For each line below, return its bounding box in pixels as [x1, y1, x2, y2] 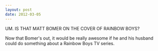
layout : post [5, 7, 32, 12]
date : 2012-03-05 [5, 12, 41, 17]
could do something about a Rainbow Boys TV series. [5, 40, 115, 46]
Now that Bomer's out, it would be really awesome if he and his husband [5, 35, 154, 41]
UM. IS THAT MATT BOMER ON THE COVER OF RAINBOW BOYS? [5, 25, 140, 31]
